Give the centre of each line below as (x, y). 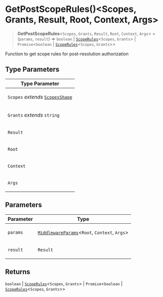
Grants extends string (34, 115)
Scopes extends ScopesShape (40, 97)
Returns (18, 272)
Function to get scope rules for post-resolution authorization (67, 54)
